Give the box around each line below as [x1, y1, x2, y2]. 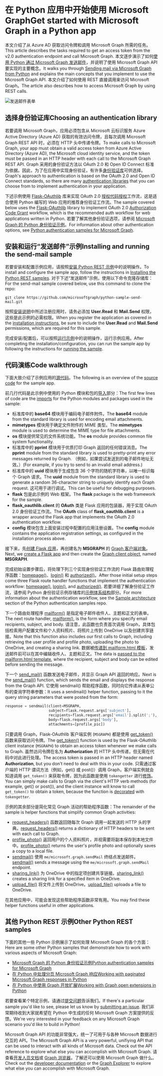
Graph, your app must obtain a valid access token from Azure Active [5, 145, 142, 151]
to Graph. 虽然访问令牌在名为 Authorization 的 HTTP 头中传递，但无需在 [5, 748, 150, 754]
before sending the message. [5, 661, 64, 668]
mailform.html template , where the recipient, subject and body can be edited [5, 656, 158, 662]
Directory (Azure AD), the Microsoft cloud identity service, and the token [5, 150, 150, 156]
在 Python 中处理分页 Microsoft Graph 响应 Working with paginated [12, 971, 146, 976]
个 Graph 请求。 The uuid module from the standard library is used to [12, 474, 150, 480]
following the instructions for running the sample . [5, 346, 103, 352]
